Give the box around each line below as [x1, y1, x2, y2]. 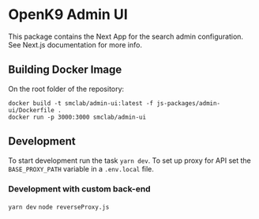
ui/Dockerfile [8, 106, 55, 114]
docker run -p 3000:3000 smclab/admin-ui [8, 113, 147, 121]
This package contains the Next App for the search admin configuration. [8, 32, 243, 41]
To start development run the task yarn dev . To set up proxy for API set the [8, 156, 251, 165]
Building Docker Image [8, 63, 122, 77]
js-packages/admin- [156, 99, 221, 108]
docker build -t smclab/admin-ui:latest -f [8, 99, 154, 108]
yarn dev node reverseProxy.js [8, 203, 110, 211]
